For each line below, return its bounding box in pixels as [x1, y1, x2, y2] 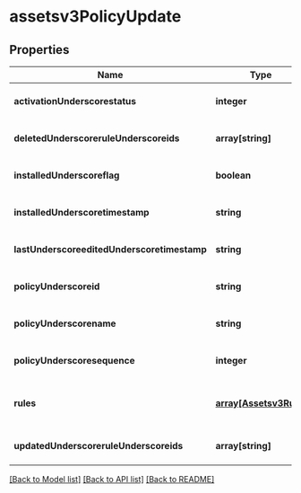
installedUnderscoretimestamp [13, 207, 150, 218]
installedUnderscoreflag [13, 169, 120, 181]
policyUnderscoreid [13, 280, 100, 293]
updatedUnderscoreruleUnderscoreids [13, 440, 184, 452]
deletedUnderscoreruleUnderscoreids [13, 132, 180, 145]
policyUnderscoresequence [13, 355, 135, 366]
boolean [215, 169, 252, 181]
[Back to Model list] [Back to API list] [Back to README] [9, 474, 215, 484]
